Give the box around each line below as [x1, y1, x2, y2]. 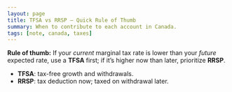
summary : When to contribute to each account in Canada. [7, 23, 177, 30]
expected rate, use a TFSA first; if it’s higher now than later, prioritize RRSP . [7, 56, 226, 65]
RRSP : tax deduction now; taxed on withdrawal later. [17, 77, 170, 86]
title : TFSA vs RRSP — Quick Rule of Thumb [7, 17, 137, 24]
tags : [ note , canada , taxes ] [7, 29, 93, 37]
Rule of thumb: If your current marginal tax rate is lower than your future [7, 49, 217, 57]
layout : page [7, 10, 46, 17]
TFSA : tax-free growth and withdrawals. [17, 70, 134, 78]
